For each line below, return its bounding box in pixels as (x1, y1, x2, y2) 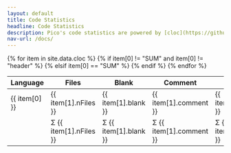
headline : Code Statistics (7, 23, 85, 30)
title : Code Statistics (7, 16, 76, 23)
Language (10, 78, 45, 88)
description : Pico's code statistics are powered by (7, 29, 162, 36)
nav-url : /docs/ (7, 36, 54, 43)
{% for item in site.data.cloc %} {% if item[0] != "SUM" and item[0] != (7, 54, 204, 62)
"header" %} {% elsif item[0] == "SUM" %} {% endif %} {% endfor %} (7, 62, 208, 70)
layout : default (7, 10, 54, 17)
